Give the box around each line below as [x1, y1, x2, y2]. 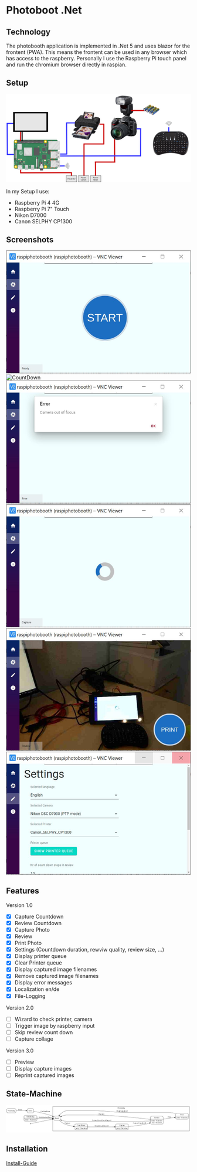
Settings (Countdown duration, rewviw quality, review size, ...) [14, 946, 165, 953]
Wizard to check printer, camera [14, 1015, 93, 1022]
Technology [6, 27, 51, 37]
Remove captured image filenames [14, 973, 99, 980]
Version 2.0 [6, 1004, 34, 1011]
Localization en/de [14, 986, 60, 993]
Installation [6, 1144, 48, 1154]
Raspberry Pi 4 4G [14, 199, 60, 206]
